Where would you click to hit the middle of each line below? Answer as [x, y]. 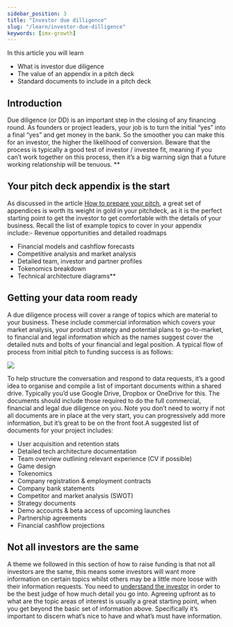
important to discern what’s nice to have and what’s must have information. [115, 616]
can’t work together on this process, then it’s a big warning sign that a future [116, 157]
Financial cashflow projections [61, 525]
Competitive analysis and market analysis [77, 254]
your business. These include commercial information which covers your [111, 322]
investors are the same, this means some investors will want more [102, 571]
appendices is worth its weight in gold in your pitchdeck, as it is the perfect [115, 211]
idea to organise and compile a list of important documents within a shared [114, 386]
